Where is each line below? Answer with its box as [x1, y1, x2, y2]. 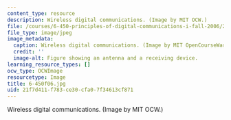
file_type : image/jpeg [7, 29, 72, 36]
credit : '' [13, 49, 45, 56]
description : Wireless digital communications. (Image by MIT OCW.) [7, 16, 208, 23]
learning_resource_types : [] [7, 61, 91, 68]
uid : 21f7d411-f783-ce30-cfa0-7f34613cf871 [7, 86, 134, 93]
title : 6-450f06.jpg [7, 80, 67, 87]
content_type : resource [7, 10, 76, 17]
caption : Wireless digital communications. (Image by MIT [13, 42, 184, 49]
